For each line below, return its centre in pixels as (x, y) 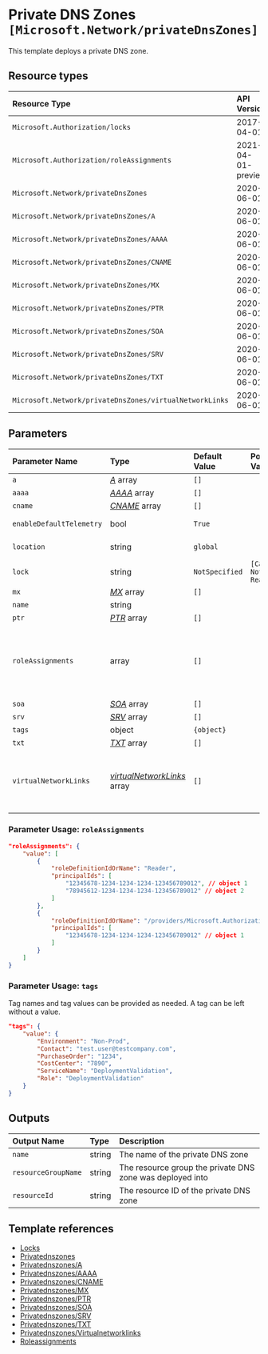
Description (142, 1140)
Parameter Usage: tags (53, 986)
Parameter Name (45, 461)
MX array (128, 591)
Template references (61, 1229)
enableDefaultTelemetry (57, 523)
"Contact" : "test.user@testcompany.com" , (107, 1049)
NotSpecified (218, 571)
